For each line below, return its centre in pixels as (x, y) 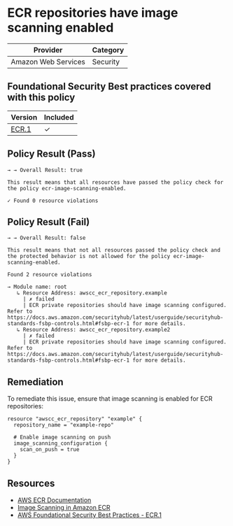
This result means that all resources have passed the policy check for (115, 182)
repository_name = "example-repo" (64, 425)
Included (59, 117)
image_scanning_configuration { (61, 443)
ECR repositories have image (93, 13)
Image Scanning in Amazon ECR (64, 507)
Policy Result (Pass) (51, 154)
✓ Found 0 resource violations (53, 201)
